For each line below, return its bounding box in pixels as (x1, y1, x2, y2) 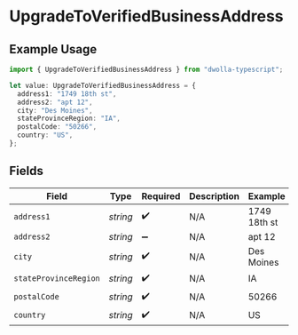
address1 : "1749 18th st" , (17, 89, 117, 99)
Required (141, 189, 181, 202)
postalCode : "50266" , (17, 123, 98, 132)
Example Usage (9, 42, 98, 57)
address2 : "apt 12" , (17, 98, 93, 107)
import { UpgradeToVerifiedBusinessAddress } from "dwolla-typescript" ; (9, 65, 284, 74)
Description (189, 189, 239, 202)
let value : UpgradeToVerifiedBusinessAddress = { (9, 81, 197, 90)
